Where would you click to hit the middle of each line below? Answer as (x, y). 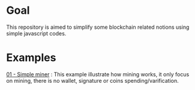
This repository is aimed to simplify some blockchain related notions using (98, 27)
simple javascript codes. (36, 33)
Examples (31, 58)
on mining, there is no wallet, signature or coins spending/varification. (92, 80)
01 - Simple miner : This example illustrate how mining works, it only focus (98, 74)
